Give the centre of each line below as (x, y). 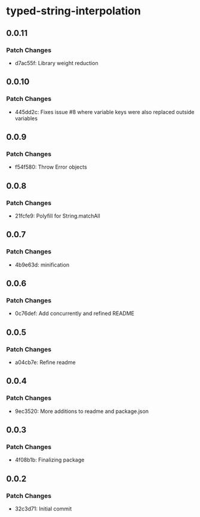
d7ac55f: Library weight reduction (56, 63)
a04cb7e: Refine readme (45, 362)
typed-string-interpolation (74, 11)
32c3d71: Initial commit (43, 509)
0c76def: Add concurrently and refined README (74, 313)
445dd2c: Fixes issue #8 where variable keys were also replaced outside (105, 112)
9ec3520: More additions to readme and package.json (82, 411)
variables (26, 118)
